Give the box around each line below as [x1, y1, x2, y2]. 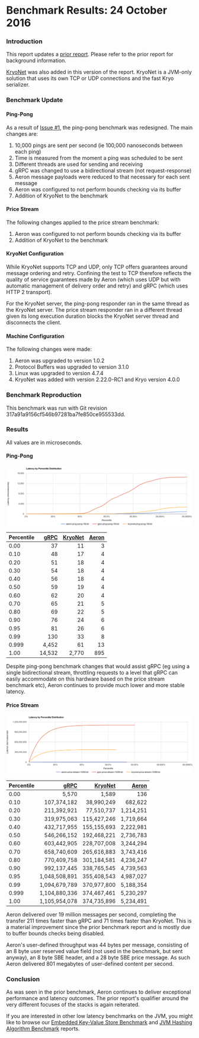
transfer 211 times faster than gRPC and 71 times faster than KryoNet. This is [6, 917, 192, 924]
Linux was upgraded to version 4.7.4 [14, 370, 104, 377]
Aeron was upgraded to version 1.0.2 [14, 357, 105, 365]
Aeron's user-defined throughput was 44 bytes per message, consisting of [6, 941, 189, 948]
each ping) [14, 148, 41, 155]
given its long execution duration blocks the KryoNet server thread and [6, 312, 179, 320]
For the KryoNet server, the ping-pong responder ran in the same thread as [6, 300, 190, 307]
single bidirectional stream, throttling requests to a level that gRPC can [6, 669, 178, 676]
